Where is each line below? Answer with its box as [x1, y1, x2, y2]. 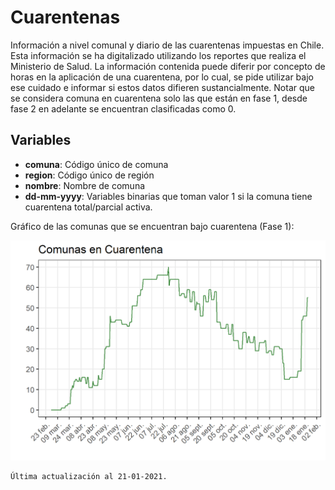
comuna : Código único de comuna [24, 158, 169, 170]
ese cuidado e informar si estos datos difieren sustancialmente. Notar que [10, 81, 315, 93]
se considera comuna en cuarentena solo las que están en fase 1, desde [10, 92, 308, 104]
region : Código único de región [24, 169, 155, 181]
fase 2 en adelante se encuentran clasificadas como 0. [10, 102, 237, 115]
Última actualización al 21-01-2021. [10, 471, 168, 481]
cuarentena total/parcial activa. [24, 201, 153, 213]
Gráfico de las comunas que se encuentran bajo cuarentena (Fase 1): [10, 220, 295, 232]
